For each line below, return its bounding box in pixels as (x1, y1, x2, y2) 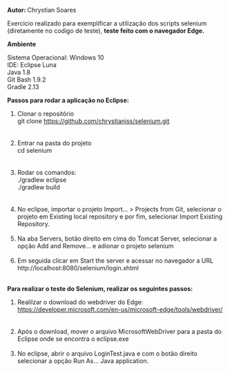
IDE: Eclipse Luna (7, 61, 57, 68)
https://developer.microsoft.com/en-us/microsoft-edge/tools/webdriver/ (17, 306, 223, 313)
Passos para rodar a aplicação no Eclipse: (7, 96, 129, 104)
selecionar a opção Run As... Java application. (17, 357, 149, 365)
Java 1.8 (7, 68, 31, 76)
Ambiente (7, 40, 37, 48)
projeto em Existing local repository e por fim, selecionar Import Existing (17, 212, 223, 221)
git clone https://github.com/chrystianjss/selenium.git (17, 117, 170, 125)
